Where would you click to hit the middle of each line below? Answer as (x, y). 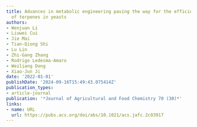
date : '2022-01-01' (30, 77)
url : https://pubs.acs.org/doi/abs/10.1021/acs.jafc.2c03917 (88, 115)
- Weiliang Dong (26, 66)
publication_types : (30, 88)
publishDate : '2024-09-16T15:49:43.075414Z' (61, 83)
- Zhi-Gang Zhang (27, 55)
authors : (17, 22)
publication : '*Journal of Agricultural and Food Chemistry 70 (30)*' (94, 98)
